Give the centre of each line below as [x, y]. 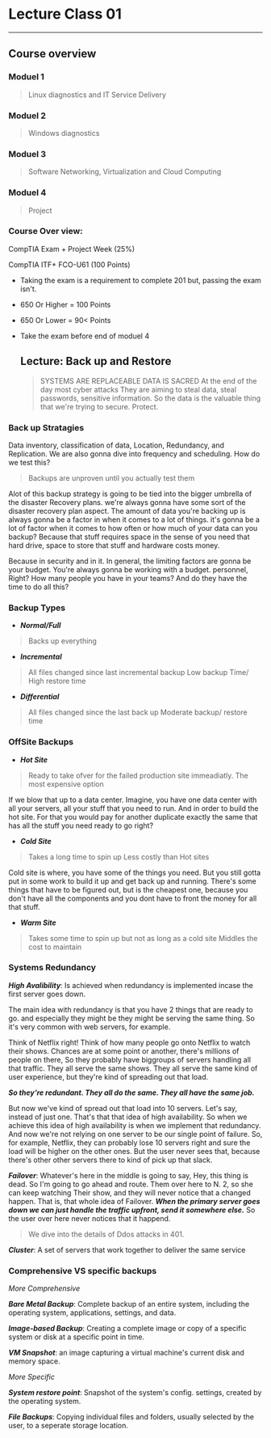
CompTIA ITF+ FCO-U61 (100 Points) [69, 265]
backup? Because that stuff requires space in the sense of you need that [129, 537]
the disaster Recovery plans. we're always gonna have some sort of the [127, 502]
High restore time [57, 681]
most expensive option [66, 784]
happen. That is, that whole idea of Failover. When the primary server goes [134, 1201]
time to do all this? [39, 587]
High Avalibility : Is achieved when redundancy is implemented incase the [131, 985]
